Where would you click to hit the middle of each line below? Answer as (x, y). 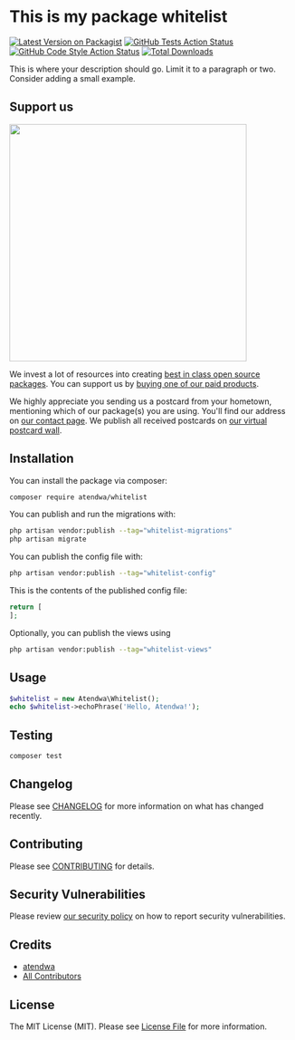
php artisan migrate (48, 539)
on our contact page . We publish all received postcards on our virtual (138, 420)
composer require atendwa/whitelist (78, 497)
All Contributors (52, 977)
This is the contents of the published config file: (98, 591)
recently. (26, 815)
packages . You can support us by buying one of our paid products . (134, 383)
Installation (42, 459)
